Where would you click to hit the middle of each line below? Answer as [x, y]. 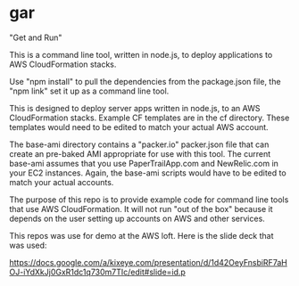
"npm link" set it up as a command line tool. [89, 91]
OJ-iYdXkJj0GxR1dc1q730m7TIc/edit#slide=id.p [97, 272]
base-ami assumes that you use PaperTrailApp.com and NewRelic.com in [144, 163]
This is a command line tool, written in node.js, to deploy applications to [141, 54]
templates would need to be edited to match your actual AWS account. [139, 127]
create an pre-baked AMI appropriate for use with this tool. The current [140, 153]
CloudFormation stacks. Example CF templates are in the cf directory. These [149, 118]
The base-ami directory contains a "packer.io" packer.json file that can [139, 144]
